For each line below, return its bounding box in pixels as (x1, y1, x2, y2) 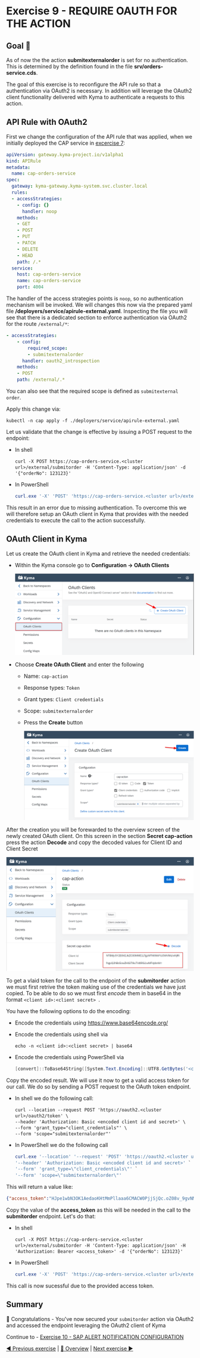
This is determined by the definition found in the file (6, 63, 133, 70)
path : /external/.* (17, 377, 65, 383)
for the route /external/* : (6, 320, 70, 328)
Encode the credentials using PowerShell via (14, 1053, 124, 1060)
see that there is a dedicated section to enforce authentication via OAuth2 (6, 314, 187, 321)
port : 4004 (17, 284, 44, 290)
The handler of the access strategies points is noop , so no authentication (6, 295, 183, 302)
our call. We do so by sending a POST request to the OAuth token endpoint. (6, 1083, 192, 1090)
